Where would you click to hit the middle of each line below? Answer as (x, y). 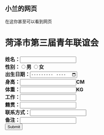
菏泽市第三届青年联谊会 (52, 43)
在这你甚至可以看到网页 (28, 21)
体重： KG (44, 90)
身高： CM (45, 82)
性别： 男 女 (25, 67)
